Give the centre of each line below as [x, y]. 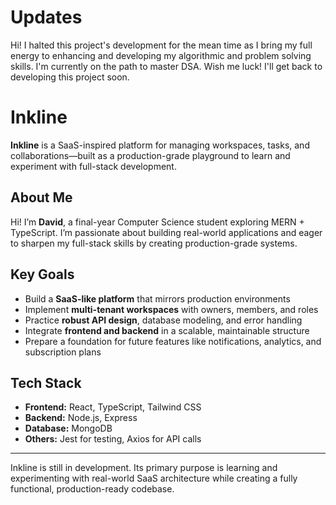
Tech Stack [46, 382]
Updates [46, 17]
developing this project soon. [70, 77]
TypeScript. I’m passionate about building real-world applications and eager [166, 232]
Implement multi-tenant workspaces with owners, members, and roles [171, 309]
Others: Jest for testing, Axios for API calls [113, 439]
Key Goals [42, 274]
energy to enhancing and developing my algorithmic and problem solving [161, 55]
